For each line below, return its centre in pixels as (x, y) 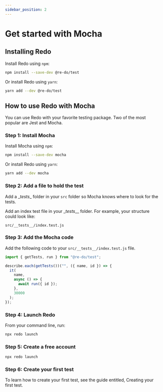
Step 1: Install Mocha (30, 136)
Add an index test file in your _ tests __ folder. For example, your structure (77, 211)
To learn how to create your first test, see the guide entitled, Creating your (79, 380)
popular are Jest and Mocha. (34, 123)
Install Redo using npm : (27, 63)
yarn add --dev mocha (27, 173)
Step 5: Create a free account (40, 347)
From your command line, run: (35, 325)
